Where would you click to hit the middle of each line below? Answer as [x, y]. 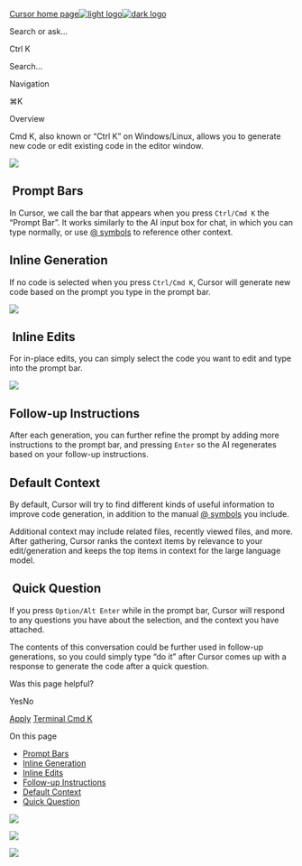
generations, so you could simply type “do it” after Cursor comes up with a [148, 656]
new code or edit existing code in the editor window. [107, 146]
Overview [27, 119]
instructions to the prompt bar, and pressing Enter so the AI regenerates [143, 445]
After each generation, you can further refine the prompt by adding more [144, 435]
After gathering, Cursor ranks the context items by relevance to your [136, 541]
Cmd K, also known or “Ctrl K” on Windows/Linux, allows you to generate [145, 136]
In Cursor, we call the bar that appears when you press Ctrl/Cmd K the [140, 213]
